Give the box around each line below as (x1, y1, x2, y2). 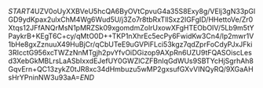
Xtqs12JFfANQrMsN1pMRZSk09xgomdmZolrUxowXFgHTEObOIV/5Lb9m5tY (8, 23, 255, 32)
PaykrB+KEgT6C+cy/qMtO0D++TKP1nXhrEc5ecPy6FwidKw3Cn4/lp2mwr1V (8, 31, 254, 40)
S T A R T (8, 7, 31, 16)
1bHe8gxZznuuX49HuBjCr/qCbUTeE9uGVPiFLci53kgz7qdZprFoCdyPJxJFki (8, 40, 253, 49)
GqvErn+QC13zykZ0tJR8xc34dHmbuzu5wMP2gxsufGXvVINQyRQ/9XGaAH (8, 65, 254, 73)
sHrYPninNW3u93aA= (8, 73, 81, 82)
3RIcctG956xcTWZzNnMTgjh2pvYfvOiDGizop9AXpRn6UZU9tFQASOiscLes (8, 48, 253, 57)
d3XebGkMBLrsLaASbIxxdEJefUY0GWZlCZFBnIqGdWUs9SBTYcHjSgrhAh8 (8, 56, 254, 65)
